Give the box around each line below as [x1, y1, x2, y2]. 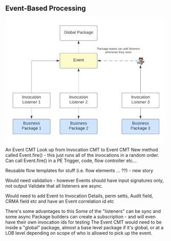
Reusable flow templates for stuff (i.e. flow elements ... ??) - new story [5, 167, 154, 173]
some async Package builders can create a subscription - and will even [5, 213, 156, 219]
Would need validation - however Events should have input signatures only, [5, 177, 164, 184]
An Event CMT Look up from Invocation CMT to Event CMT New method [5, 146, 158, 153]
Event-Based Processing [5, 4, 86, 13]
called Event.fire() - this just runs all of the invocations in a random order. [5, 152, 160, 158]
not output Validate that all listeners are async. [5, 183, 103, 189]
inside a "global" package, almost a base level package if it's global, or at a [5, 224, 164, 230]
